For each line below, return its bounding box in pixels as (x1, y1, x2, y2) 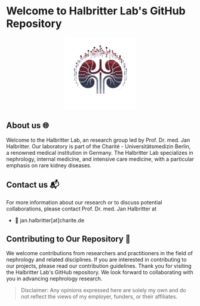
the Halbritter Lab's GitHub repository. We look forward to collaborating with (6, 269, 193, 276)
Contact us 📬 (6, 180, 60, 190)
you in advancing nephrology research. (6, 275, 103, 282)
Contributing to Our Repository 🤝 (6, 234, 131, 244)
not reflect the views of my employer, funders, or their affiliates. (20, 293, 178, 300)
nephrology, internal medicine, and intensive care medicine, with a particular (6, 155, 194, 163)
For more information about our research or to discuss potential (6, 198, 162, 206)
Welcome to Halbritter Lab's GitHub (6, 4, 186, 18)
